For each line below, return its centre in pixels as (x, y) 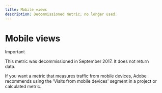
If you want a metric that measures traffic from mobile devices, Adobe (76, 76)
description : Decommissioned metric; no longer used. (61, 14)
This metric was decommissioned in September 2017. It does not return (77, 61)
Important (15, 52)
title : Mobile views (26, 10)
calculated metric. (23, 87)
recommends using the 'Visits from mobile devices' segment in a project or (81, 81)
